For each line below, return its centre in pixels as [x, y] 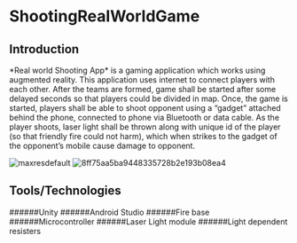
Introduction [44, 49]
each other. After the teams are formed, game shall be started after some [143, 89]
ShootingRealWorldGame [105, 16]
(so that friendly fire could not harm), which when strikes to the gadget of [143, 136]
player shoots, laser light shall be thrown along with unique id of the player [145, 127]
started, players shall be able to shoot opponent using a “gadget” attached [145, 108]
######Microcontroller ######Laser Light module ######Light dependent [148, 221]
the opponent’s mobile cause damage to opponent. [102, 145]
